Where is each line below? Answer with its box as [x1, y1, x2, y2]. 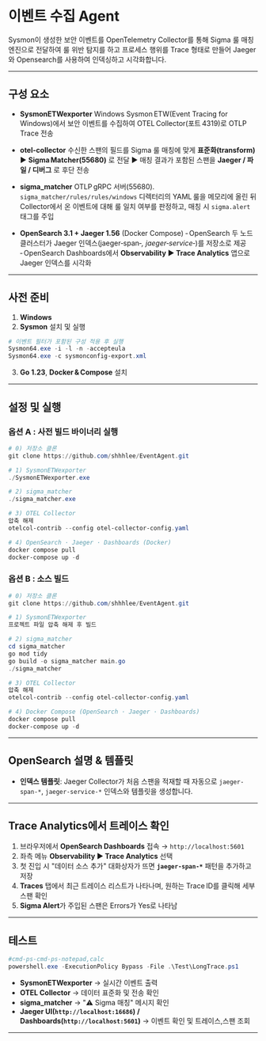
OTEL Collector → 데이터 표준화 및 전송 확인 [19, 987, 160, 997]
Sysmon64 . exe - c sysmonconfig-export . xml [8, 352, 147, 360]
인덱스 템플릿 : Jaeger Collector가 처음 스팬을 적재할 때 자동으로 [19, 777, 218, 786]
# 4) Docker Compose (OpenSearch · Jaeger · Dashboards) [8, 708, 200, 716]
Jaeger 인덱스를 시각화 [19, 258, 92, 268]
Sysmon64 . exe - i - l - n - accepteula [8, 345, 126, 353]
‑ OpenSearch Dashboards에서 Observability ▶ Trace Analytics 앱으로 [19, 248, 251, 257]
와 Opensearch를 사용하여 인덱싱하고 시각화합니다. [8, 55, 167, 64]
